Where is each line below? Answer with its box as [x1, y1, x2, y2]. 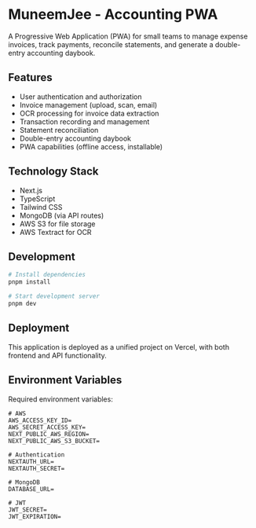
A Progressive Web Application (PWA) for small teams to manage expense [8, 31, 248, 41]
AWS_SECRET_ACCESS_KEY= [8, 423, 86, 431]
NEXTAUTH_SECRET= [8, 464, 65, 472]
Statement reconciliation [19, 125, 99, 134]
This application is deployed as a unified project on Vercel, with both [8, 342, 230, 351]
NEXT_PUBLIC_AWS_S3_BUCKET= [8, 437, 101, 445]
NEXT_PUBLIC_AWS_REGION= [8, 430, 90, 438]
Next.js [19, 185, 43, 195]
